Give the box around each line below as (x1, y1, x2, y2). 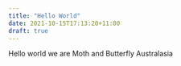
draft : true (8, 27, 48, 35)
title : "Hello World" (8, 11, 81, 20)
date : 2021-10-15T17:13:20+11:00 (8, 19, 121, 27)
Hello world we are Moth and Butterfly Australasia (8, 49, 173, 59)
